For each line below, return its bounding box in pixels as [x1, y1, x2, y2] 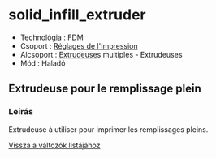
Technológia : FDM [19, 32, 84, 42]
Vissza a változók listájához [8, 140, 101, 150]
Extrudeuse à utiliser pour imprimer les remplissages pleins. [8, 124, 209, 135]
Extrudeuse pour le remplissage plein [8, 82, 201, 96]
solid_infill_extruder [8, 6, 146, 24]
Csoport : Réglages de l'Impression [19, 41, 138, 50]
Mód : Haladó [19, 58, 66, 68]
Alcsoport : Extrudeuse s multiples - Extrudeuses [19, 49, 183, 59]
